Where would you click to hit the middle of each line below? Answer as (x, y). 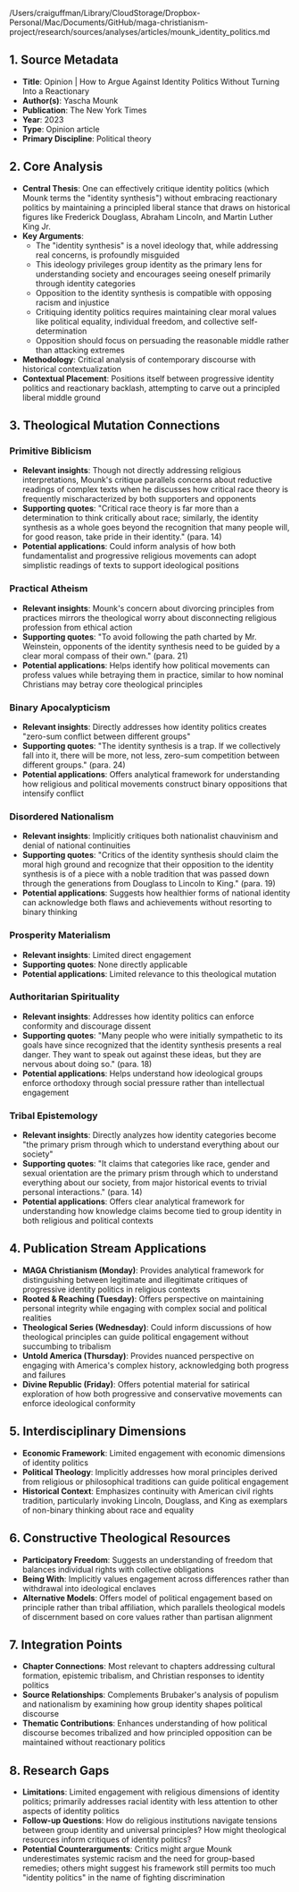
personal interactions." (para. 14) (82, 1192)
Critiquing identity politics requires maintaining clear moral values (156, 311)
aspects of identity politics (71, 1811)
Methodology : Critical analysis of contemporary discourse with (139, 359)
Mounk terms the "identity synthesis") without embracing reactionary (149, 198)
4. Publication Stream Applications (108, 1248)
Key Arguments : (53, 235)
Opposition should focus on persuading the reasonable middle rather (162, 340)
